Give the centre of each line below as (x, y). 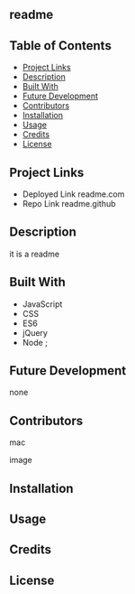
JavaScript (42, 304)
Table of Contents (61, 46)
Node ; (35, 342)
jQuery (35, 332)
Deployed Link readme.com (73, 194)
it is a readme (35, 254)
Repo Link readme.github (69, 204)
